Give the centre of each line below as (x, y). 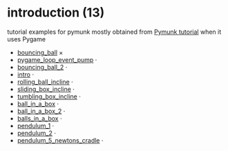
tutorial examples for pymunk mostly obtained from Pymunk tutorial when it (114, 32)
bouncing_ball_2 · (42, 67)
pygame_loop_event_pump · (57, 59)
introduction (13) (56, 13)
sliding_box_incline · (46, 89)
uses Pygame (27, 39)
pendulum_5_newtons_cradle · (60, 140)
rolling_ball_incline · (45, 81)
